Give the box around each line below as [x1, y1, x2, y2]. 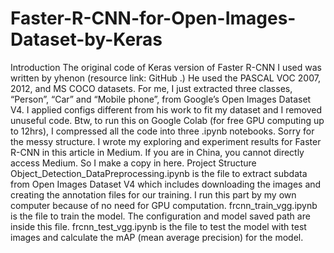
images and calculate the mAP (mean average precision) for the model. [10, 231, 304, 243]
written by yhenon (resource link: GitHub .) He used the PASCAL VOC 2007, [10, 72, 321, 84]
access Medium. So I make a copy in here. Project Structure [10, 157, 257, 169]
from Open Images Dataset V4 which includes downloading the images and [10, 178, 322, 190]
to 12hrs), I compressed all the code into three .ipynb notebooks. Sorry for [10, 125, 315, 137]
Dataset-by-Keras [10, 28, 163, 51]
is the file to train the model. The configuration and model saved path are [10, 210, 311, 222]
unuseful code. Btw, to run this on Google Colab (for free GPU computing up [10, 114, 325, 126]
